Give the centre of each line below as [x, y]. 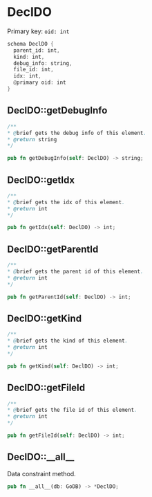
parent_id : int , [37, 50]
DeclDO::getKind [44, 318]
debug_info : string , [43, 63]
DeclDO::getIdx [41, 180]
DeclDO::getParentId [53, 249]
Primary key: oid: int [38, 31]
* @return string [32, 139]
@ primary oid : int [40, 83]
